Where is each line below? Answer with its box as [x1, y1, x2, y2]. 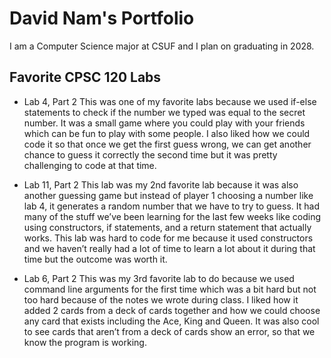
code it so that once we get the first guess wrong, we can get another [23, 138, 312, 150]
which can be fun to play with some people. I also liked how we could [23, 127, 311, 139]
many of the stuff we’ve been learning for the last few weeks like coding [23, 210, 322, 222]
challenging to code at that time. [23, 159, 157, 171]
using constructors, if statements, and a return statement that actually [23, 221, 312, 233]
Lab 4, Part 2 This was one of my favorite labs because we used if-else [23, 95, 317, 107]
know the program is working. [23, 336, 147, 348]
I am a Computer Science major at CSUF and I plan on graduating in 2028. [9, 40, 315, 52]
